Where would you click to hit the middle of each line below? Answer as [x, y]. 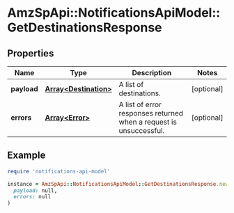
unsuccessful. [142, 131]
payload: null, [36, 190]
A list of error [140, 104]
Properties [31, 53]
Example [26, 156]
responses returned [151, 113]
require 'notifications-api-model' [59, 171]
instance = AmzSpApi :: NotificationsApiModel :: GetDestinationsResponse [112, 184]
